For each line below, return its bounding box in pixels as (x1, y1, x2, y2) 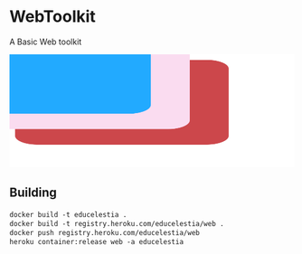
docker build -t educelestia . (9, 210, 127, 219)
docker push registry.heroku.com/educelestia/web (9, 228, 201, 237)
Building (9, 185, 57, 201)
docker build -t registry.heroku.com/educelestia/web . (9, 219, 224, 228)
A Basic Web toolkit (9, 36, 82, 47)
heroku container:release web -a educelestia (9, 237, 184, 246)
